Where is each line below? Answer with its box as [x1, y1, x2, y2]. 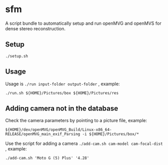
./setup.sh [5, 53, 28, 59]
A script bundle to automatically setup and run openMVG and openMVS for [5, 20, 162, 26]
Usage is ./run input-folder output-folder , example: [5, 81, 120, 87]
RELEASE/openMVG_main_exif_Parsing [5, 132, 80, 137]
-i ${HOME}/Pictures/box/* [82, 132, 139, 137]
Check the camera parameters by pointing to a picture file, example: [5, 118, 147, 124]
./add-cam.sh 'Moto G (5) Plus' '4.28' [5, 155, 90, 161]
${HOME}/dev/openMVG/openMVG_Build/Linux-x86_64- [5, 127, 112, 132]
